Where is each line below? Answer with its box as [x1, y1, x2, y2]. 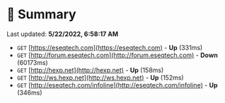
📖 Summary [6, 6, 76, 23]
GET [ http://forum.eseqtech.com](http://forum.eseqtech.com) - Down [16, 51, 219, 59]
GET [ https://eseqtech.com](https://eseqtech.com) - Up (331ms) [16, 43, 203, 51]
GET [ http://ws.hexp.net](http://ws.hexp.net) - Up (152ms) [16, 73, 185, 82]
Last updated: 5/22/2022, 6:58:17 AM [6, 30, 119, 38]
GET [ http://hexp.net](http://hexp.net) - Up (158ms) [16, 66, 164, 74]
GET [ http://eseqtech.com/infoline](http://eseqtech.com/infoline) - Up [16, 80, 218, 89]
